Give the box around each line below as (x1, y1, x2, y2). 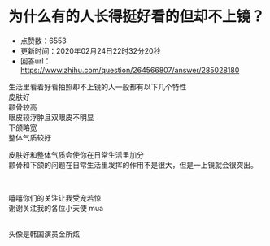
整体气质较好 (8, 132, 51, 142)
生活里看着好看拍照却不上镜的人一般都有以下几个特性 (8, 82, 187, 92)
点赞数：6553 (20, 36, 67, 45)
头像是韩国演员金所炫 (8, 229, 80, 239)
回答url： (20, 56, 51, 66)
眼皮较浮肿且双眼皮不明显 (8, 112, 94, 122)
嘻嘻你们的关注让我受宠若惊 (8, 192, 102, 203)
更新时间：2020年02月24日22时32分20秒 (20, 45, 161, 55)
